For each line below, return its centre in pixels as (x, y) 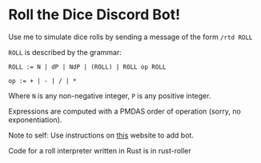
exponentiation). (35, 119)
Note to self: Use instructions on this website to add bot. (101, 135)
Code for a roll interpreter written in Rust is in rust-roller (100, 150)
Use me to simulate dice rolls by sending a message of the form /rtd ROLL (130, 37)
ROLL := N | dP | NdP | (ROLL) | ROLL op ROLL (87, 67)
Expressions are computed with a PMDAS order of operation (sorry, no (125, 111)
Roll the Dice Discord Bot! (94, 15)
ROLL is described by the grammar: (65, 52)
